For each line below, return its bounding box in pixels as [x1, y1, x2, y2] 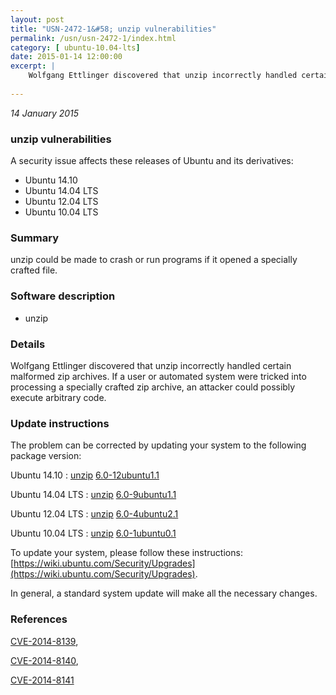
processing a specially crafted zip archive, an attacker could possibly [10, 381, 296, 393]
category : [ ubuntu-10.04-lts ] [10, 42, 141, 53]
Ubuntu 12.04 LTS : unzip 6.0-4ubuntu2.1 [10, 508, 179, 520]
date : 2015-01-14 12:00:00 [10, 52, 123, 62]
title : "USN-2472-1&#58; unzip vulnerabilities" [10, 24, 217, 34]
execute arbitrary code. [10, 391, 107, 403]
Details [10, 337, 46, 351]
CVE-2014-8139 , [10, 635, 79, 647]
